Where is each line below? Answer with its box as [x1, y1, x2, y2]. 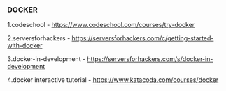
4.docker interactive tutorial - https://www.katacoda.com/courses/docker [7, 76, 219, 84]
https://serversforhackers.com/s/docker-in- [87, 55, 213, 63]
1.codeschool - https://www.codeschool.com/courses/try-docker [7, 21, 195, 29]
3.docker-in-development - [7, 55, 86, 63]
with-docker [7, 42, 43, 50]
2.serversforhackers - [7, 34, 71, 42]
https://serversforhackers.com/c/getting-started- [71, 34, 214, 42]
